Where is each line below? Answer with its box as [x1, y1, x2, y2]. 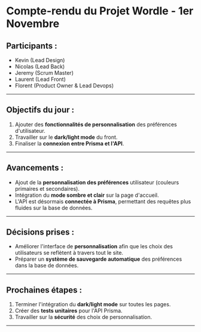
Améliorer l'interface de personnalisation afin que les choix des [14, 243, 173, 250]
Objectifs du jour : [6, 105, 75, 115]
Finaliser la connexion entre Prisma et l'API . [14, 139, 124, 147]
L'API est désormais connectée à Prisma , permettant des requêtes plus [14, 197, 191, 205]
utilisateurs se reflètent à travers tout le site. [14, 249, 124, 257]
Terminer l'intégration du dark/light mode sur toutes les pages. [14, 301, 171, 308]
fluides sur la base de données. [14, 204, 93, 211]
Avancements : [6, 163, 64, 173]
